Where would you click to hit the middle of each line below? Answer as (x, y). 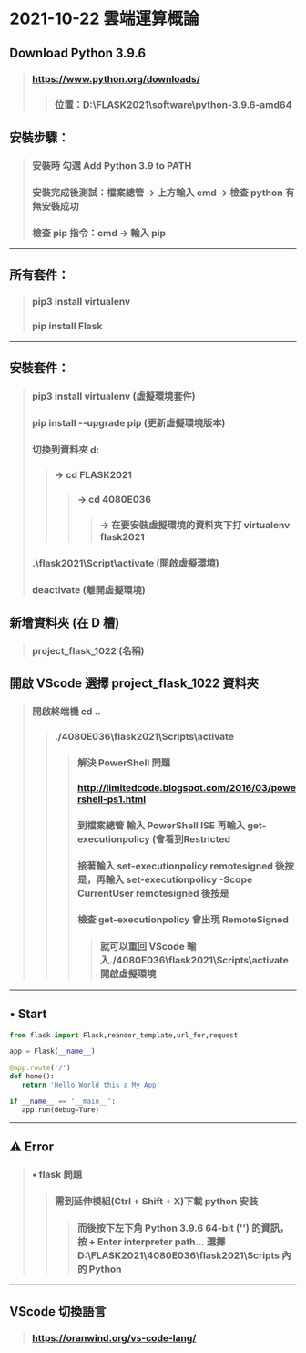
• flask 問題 (57, 1175)
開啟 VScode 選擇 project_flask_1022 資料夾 (134, 684)
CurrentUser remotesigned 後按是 (153, 893)
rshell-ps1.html (112, 799)
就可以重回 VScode (142, 947)
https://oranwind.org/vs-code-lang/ (114, 1337)
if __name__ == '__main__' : (63, 1101)
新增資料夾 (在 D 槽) (65, 623)
